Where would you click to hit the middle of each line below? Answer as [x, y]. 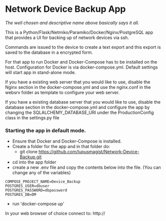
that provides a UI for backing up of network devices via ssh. [67, 37]
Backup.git [31, 157]
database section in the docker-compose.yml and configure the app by [77, 107]
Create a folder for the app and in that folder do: [61, 147]
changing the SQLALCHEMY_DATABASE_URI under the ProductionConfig [80, 112]
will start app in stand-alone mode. [41, 72]
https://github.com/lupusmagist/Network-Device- [89, 152]
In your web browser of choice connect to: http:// [55, 214]
